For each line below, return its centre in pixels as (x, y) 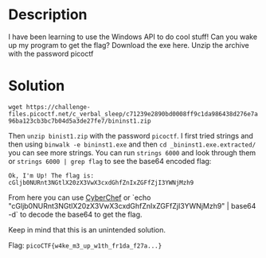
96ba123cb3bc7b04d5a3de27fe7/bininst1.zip (80, 121)
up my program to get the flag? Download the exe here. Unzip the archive (129, 45)
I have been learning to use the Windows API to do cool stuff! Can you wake (133, 37)
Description (48, 15)
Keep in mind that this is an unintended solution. (87, 229)
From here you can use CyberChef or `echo (80, 197)
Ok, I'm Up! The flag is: (51, 176)
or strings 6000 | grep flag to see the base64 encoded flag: (110, 161)
